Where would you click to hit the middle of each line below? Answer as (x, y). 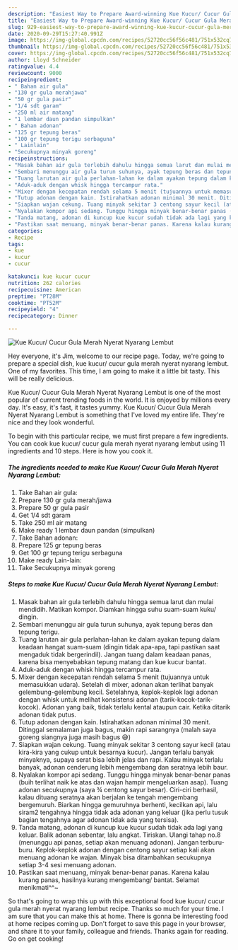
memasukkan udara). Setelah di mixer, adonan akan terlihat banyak (116, 684)
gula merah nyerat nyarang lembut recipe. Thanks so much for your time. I (116, 908)
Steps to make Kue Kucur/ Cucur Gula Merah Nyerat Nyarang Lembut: (113, 584)
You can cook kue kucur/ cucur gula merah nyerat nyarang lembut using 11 (117, 444)
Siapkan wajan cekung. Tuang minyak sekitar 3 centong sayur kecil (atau (124, 744)
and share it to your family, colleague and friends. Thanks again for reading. (118, 931)
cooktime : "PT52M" (35, 303)
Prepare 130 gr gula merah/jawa (65, 500)
